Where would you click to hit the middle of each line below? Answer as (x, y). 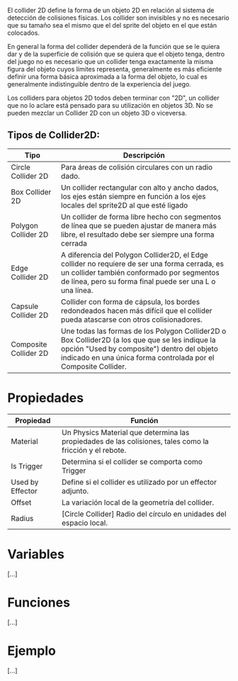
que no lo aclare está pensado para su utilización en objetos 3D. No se (110, 105)
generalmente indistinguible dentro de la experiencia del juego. (99, 84)
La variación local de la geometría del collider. (138, 502)
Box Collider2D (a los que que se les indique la (138, 339)
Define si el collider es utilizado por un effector (139, 482)
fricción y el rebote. (94, 450)
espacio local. (85, 522)
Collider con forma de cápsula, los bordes (131, 302)
